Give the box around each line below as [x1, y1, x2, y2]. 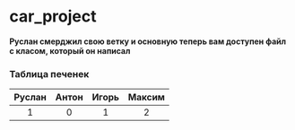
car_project [9, 6, 97, 27]
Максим [127, 91, 166, 104]
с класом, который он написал [9, 45, 131, 56]
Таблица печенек [9, 67, 90, 80]
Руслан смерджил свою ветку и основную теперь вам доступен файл [9, 36, 287, 47]
